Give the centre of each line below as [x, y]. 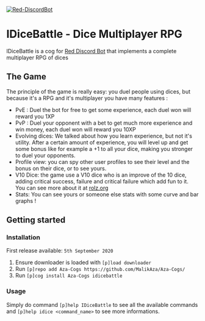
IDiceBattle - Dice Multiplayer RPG [95, 34]
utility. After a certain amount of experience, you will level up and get [102, 142]
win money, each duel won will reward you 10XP [75, 129]
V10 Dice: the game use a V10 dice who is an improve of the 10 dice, [101, 175]
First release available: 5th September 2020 [60, 251]
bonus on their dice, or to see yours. [61, 168]
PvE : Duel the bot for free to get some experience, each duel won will [103, 109]
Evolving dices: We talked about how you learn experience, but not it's [103, 136]
